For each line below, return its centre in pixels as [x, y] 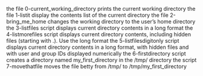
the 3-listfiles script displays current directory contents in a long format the [100, 28]
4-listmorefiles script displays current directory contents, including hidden [99, 34]
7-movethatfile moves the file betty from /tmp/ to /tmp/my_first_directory [97, 66]
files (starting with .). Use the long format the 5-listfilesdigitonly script [93, 41]
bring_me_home [26, 21]
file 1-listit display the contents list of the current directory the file [88, 15]
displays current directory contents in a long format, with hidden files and [98, 47]
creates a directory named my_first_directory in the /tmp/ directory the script [101, 60]
